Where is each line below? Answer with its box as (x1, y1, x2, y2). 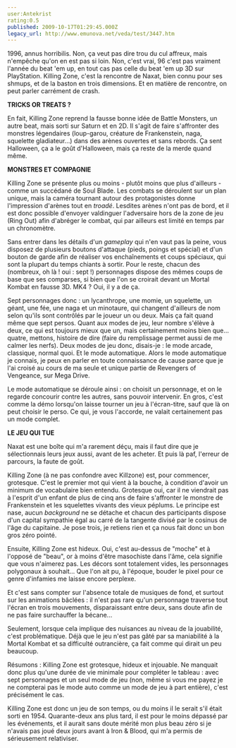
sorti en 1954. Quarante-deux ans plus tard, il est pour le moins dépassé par (7, 712, 228, 720)
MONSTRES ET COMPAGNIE (7, 165, 92, 174)
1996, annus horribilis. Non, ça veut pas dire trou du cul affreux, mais (7, 49, 208, 58)
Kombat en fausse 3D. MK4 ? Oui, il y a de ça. (7, 283, 140, 291)
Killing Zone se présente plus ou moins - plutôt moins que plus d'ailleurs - (7, 179, 222, 188)
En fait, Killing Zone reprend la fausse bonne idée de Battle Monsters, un (7, 114, 218, 123)
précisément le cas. (7, 691, 65, 699)
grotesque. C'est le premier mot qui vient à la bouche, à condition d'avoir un (7, 478, 228, 487)
